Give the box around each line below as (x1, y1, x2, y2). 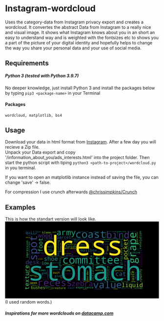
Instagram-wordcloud (5, 3, 96, 14)
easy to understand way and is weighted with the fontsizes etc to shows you (5, 35, 159, 40)
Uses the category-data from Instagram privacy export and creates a (5, 19, 144, 25)
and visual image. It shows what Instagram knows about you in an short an (5, 29, 155, 35)
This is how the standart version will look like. (5, 216, 97, 222)
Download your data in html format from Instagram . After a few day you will (5, 139, 156, 145)
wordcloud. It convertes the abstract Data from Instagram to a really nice (5, 24, 151, 30)
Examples (5, 203, 36, 211)
